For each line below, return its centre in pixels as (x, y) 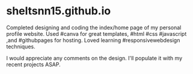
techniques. (21, 47)
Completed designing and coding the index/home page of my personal (94, 27)
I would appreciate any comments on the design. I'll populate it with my (94, 58)
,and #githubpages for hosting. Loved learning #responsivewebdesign (93, 40)
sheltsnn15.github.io (59, 11)
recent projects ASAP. (34, 64)
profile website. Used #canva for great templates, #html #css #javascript (96, 33)
